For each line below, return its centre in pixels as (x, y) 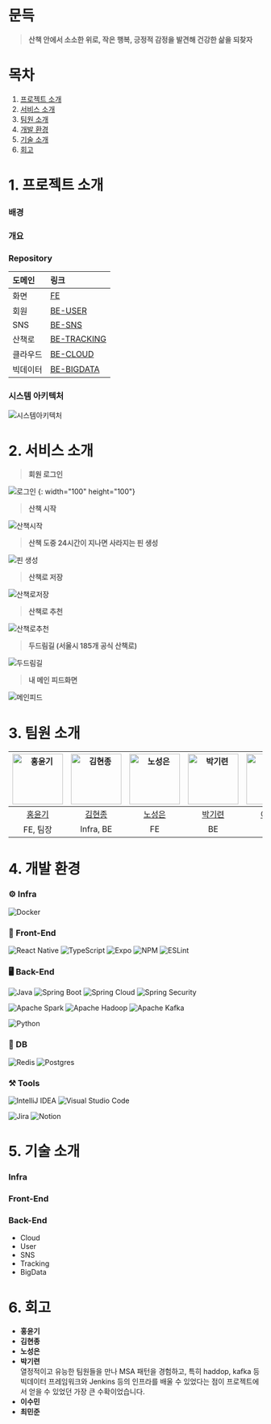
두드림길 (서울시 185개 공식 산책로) (82, 646)
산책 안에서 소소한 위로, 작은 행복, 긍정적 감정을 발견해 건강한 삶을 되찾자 (140, 40)
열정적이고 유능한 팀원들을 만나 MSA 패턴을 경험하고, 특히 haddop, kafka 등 (140, 1372)
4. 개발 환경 (44, 869)
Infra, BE (96, 829)
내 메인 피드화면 (53, 680)
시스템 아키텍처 (36, 396)
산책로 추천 (45, 612)
